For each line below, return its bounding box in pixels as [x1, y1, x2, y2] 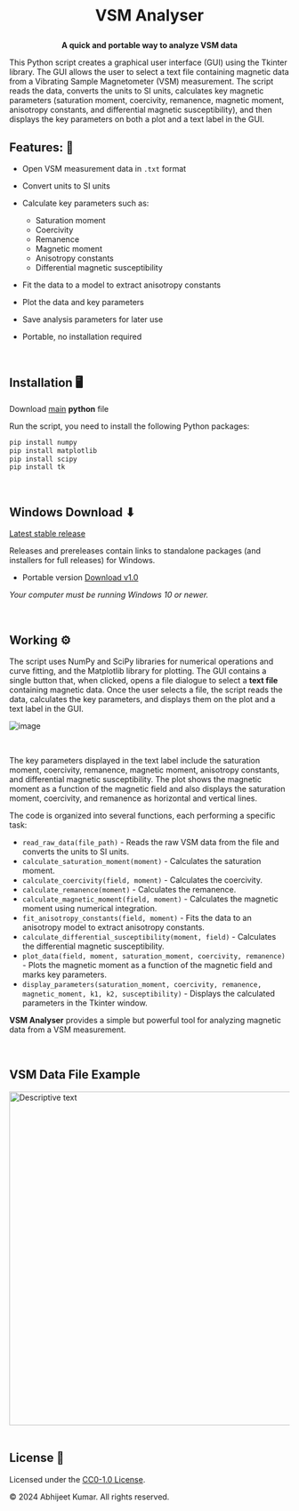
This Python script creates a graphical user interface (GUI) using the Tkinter [9, 57, 287, 68]
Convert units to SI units [21, 181, 111, 191]
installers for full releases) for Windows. [9, 555, 156, 566]
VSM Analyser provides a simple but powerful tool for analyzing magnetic [9, 1014, 282, 1025]
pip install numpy [9, 438, 77, 447]
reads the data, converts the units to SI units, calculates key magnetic [9, 85, 264, 96]
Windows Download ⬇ [9, 505, 136, 520]
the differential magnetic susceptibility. [21, 941, 165, 951]
